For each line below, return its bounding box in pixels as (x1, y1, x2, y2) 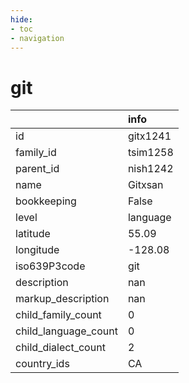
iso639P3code (15, 259, 86, 273)
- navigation (10, 33, 65, 43)
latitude (15, 227, 51, 241)
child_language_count (15, 324, 118, 338)
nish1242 (127, 162, 174, 176)
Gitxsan (127, 178, 164, 192)
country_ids (15, 357, 70, 371)
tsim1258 (127, 146, 174, 160)
